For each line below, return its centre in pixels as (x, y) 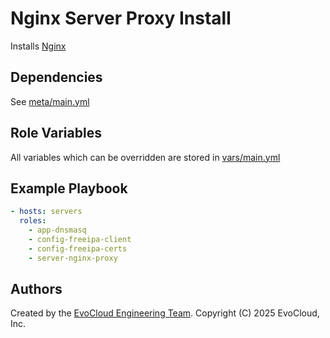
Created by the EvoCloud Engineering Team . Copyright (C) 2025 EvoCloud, (165, 313)
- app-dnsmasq (57, 230)
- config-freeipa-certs (78, 248)
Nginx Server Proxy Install (121, 18)
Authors (36, 289)
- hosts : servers (46, 212)
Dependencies (56, 77)
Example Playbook (69, 188)
